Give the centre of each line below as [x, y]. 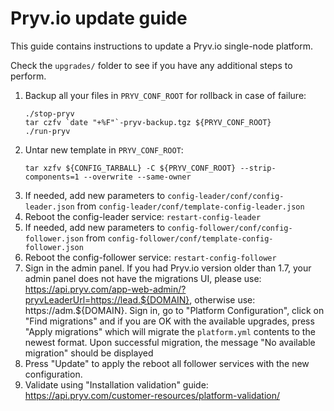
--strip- [258, 168]
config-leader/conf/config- [226, 196]
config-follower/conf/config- [230, 228]
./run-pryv [47, 131]
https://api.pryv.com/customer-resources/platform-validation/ [152, 395]
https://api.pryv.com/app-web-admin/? [105, 289]
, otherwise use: [222, 299]
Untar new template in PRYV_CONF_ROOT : [104, 149]
